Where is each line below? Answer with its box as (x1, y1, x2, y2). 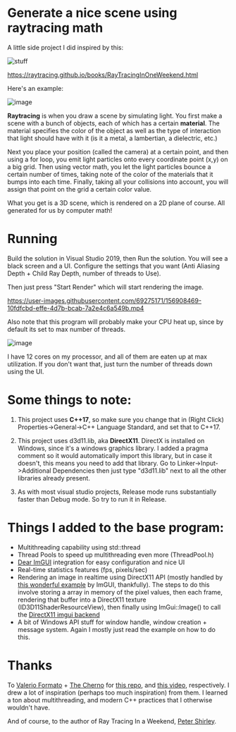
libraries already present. (17, 473, 90, 482)
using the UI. (7, 367, 44, 376)
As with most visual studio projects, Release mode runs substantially (17, 488, 217, 496)
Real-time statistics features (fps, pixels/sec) (17, 565, 148, 573)
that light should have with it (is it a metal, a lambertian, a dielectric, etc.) (7, 134, 218, 142)
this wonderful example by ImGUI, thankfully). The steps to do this (17, 580, 210, 589)
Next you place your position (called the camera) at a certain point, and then (7, 147, 229, 156)
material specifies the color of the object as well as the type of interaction (7, 126, 221, 135)
